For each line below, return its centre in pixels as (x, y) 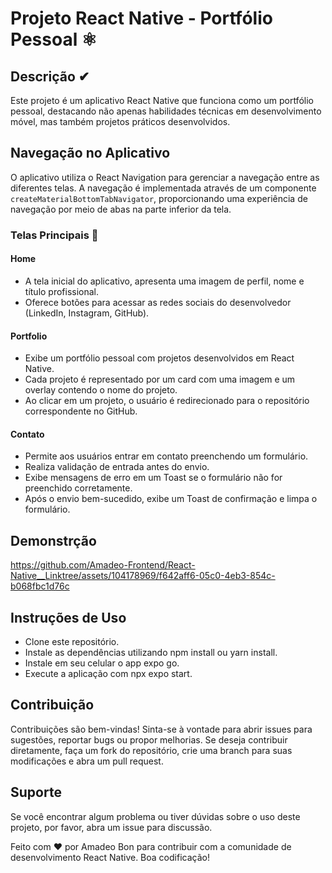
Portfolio (29, 336)
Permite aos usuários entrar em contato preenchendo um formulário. (166, 456)
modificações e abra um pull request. (87, 761)
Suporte (36, 792)
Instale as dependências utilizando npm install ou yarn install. (151, 652)
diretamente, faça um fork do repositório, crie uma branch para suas (151, 750)
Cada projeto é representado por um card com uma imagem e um (160, 379)
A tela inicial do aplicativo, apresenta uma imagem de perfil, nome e (164, 281)
